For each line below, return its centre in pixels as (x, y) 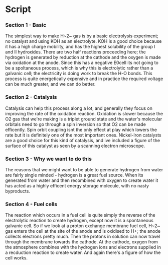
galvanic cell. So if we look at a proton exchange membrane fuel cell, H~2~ (83, 226)
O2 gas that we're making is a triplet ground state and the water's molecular (84, 119)
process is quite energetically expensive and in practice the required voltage (84, 79)
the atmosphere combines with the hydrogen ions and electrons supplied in (83, 247)
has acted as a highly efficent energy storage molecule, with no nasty (77, 186)
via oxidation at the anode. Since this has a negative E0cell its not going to (82, 63)
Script (18, 9)
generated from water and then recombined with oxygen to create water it (82, 180)
